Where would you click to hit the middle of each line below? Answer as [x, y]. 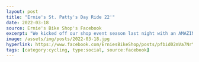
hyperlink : [20, 45]
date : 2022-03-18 [28, 22]
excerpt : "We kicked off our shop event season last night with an [91, 34]
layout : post [22, 12]
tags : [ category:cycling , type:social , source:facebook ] [78, 50]
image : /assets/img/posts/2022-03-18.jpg [58, 39]
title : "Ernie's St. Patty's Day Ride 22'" [61, 17]
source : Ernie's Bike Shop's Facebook [54, 28]
